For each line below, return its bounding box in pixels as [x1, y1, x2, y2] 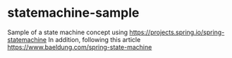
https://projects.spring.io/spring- [129, 28, 225, 36]
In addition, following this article [48, 35, 141, 43]
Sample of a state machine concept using [7, 28, 128, 36]
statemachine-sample [7, 5, 140, 21]
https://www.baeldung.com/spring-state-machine [7, 43, 152, 51]
